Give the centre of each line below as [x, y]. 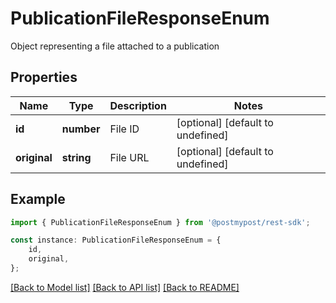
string [76, 157]
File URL [129, 157]
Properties [44, 77]
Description [138, 105]
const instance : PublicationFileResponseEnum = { [116, 240]
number [81, 129]
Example [38, 199]
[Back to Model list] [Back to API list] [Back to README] [125, 287]
